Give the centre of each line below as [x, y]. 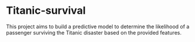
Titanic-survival [46, 11]
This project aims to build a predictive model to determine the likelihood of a [98, 26]
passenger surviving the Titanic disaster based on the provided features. [94, 32]
